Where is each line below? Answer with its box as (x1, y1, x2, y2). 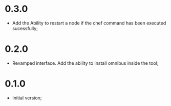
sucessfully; (12, 25, 38, 31)
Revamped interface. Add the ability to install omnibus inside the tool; (12, 60, 159, 66)
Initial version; (12, 95, 42, 101)
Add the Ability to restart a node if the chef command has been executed (12, 20, 166, 26)
